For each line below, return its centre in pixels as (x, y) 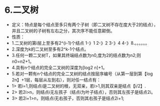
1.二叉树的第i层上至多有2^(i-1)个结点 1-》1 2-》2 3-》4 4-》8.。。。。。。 (80, 43)
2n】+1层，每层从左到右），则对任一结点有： (56, 79)
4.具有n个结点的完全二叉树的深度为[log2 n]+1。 (59, 67)
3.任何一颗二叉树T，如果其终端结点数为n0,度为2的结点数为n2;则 (76, 55)
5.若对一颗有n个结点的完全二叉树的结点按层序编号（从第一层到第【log (82, 74)
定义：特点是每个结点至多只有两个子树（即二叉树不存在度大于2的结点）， (85, 25)
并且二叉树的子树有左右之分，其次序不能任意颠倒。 (63, 30)
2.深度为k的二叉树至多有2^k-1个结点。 (50, 49)
